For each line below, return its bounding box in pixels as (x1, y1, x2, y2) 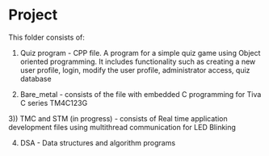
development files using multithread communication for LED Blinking (8, 122, 237, 132)
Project (8, 6, 58, 24)
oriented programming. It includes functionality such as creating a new (19, 57, 256, 66)
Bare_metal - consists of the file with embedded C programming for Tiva (19, 89, 262, 99)
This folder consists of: (8, 32, 85, 42)
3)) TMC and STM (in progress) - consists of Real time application (8, 113, 228, 123)
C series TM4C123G (19, 98, 88, 108)
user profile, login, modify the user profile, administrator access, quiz (19, 65, 250, 74)
